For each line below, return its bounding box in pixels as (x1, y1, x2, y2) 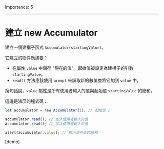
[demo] (5, 139, 20, 145)
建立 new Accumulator (5, 27, 98, 39)
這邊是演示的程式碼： (5, 98, 48, 104)
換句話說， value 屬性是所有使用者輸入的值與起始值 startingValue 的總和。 (5, 87, 155, 93)
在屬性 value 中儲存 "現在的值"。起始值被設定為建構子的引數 (12, 65, 134, 71)
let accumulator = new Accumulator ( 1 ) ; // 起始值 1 (5, 107, 110, 113)
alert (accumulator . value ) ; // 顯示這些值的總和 (5, 130, 98, 135)
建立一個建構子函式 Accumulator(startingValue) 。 (5, 44, 106, 50)
